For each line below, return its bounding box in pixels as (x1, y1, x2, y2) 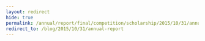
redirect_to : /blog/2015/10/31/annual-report (6, 25, 124, 32)
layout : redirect (6, 8, 50, 15)
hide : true (6, 14, 34, 20)
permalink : (6, 20, 34, 26)
